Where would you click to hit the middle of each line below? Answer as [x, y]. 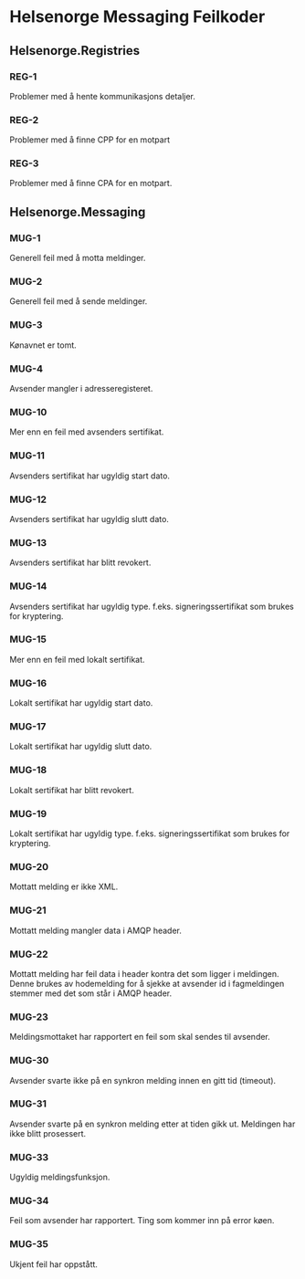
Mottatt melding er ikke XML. [64, 886]
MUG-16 [28, 683]
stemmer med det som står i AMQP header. [90, 993]
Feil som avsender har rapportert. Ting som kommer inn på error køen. [142, 1221]
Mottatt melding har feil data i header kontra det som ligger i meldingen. [145, 973]
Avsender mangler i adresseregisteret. [81, 389]
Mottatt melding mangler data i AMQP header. [96, 930]
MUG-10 [28, 412]
